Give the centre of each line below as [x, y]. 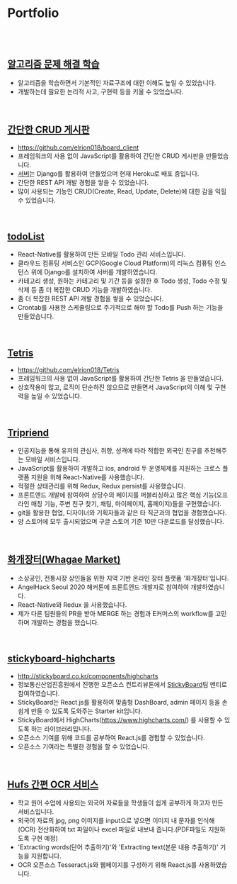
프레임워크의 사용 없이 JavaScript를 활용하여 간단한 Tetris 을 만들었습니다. [121, 379]
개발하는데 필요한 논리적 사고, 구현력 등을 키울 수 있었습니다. [100, 91]
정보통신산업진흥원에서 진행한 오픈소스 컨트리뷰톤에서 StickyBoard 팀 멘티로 [122, 684]
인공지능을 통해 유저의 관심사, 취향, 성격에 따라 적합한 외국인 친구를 [110, 451]
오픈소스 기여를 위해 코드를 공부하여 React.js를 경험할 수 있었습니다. [111, 737]
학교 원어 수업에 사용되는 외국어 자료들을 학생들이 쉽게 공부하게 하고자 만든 [121, 803]
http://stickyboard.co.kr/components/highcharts [88, 676]
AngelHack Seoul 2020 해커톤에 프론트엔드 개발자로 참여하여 [103, 587]
